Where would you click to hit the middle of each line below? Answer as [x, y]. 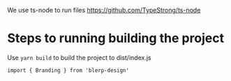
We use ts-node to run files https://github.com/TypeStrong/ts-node [104, 10]
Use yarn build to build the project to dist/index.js [79, 57]
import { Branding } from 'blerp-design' [68, 70]
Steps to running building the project [116, 38]
